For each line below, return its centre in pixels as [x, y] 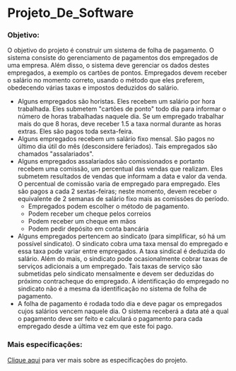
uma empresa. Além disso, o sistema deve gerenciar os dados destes [108, 66]
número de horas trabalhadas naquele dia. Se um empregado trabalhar [121, 116]
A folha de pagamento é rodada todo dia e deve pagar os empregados [120, 304]
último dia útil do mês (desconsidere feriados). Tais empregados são [117, 147]
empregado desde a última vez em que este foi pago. [95, 327]
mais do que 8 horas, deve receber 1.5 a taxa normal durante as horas [119, 124]
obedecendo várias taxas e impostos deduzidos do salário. [93, 88]
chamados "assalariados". [55, 154]
